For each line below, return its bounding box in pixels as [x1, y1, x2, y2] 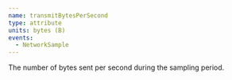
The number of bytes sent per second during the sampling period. [8, 63, 225, 72]
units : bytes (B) [8, 26, 66, 34]
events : [8, 33, 34, 42]
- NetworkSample [15, 41, 69, 49]
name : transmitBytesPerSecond [8, 11, 109, 20]
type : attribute [8, 19, 62, 27]
